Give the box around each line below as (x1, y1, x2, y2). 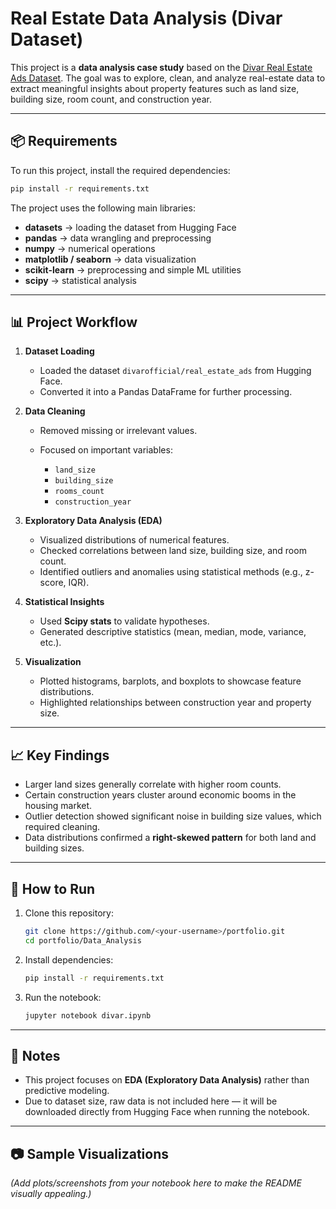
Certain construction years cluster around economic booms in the (24, 789, 297, 801)
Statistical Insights (24, 596, 105, 608)
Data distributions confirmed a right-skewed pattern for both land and (24, 832, 317, 844)
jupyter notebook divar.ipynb (24, 1010, 152, 1021)
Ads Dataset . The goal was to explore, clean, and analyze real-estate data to (10, 72, 326, 84)
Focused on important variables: (39, 444, 173, 456)
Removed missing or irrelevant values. (39, 425, 198, 437)
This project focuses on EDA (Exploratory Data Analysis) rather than (24, 1074, 310, 1086)
